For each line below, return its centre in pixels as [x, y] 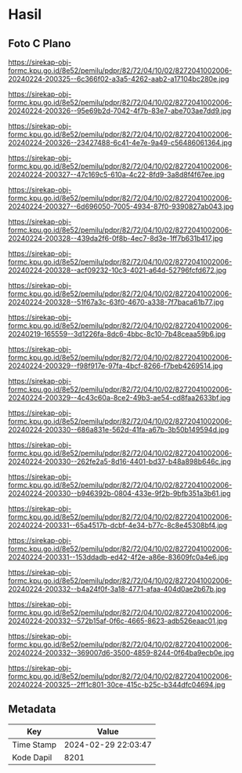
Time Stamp [34, 745]
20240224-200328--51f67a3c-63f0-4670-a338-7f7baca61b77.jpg [116, 302]
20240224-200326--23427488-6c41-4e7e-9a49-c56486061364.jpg [120, 142]
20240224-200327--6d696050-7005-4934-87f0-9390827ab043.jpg [121, 206]
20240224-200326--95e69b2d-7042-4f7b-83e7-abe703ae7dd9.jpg [120, 111]
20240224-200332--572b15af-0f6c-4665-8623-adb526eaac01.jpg [118, 621]
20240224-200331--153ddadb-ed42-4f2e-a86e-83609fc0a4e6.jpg [118, 557]
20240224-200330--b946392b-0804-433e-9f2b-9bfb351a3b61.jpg [119, 493]
